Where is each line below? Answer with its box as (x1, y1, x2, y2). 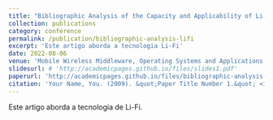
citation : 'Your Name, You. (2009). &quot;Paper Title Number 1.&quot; (8, 79, 256, 88)
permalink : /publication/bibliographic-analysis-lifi (8, 34, 195, 43)
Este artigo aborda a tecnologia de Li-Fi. (8, 102, 143, 112)
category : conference (8, 27, 82, 35)
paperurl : (8, 72, 42, 80)
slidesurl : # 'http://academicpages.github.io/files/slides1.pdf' (8, 65, 238, 73)
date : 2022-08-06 (8, 49, 67, 58)
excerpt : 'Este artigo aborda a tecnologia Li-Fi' (8, 42, 184, 50)
